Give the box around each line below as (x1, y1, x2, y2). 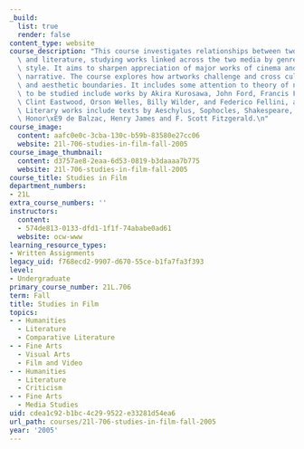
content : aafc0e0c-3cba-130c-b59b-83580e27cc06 (17, 131, 201, 140)
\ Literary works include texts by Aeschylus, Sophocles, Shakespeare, (17, 106, 294, 115)
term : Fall (9, 291, 51, 300)
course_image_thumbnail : (9, 148, 103, 157)
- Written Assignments (9, 249, 95, 258)
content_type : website (9, 38, 95, 48)
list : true (17, 22, 59, 31)
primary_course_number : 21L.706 (9, 282, 131, 291)
